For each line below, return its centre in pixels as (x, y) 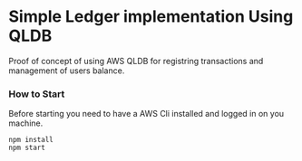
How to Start (37, 94)
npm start (27, 148)
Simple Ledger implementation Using (151, 17)
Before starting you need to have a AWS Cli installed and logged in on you (146, 114)
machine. (26, 123)
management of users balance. (67, 71)
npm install (31, 140)
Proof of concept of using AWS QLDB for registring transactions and (136, 61)
